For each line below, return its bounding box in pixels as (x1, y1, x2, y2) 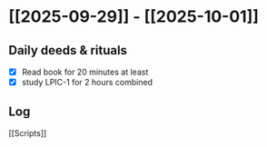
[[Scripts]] (8, 127, 47, 138)
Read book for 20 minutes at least (21, 66, 149, 77)
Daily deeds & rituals (8, 43, 128, 58)
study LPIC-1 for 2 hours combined (21, 77, 153, 88)
